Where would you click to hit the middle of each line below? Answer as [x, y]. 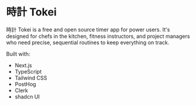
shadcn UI [27, 96]
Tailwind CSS [31, 78]
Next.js [23, 65]
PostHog [25, 84]
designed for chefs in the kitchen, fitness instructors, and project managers [98, 36]
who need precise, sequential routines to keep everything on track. [88, 42]
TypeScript [28, 71]
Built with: [18, 54]
